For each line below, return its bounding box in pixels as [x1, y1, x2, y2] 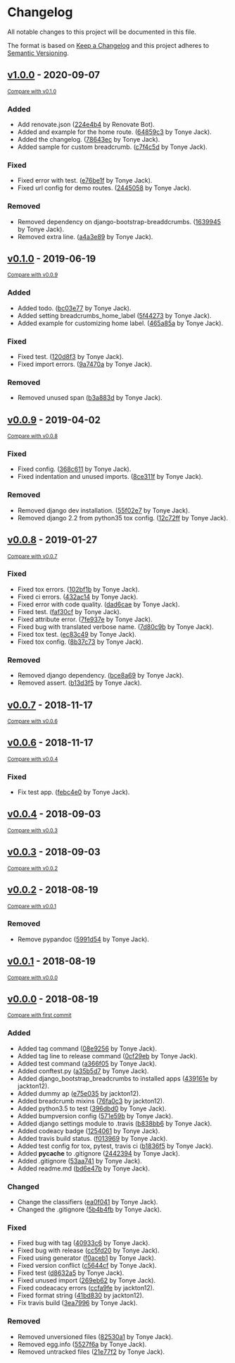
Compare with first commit [7, 1012, 72, 1019]
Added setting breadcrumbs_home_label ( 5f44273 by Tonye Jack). [17, 311, 212, 319]
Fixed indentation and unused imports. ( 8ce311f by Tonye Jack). [17, 472, 203, 481]
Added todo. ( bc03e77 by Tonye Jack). [17, 304, 132, 312]
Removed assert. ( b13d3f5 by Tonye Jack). [17, 678, 142, 687]
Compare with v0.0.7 [7, 553, 58, 560]
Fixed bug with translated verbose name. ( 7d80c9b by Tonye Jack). [17, 622, 214, 631]
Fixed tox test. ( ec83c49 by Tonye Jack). [17, 630, 137, 638]
